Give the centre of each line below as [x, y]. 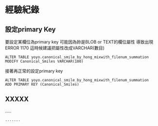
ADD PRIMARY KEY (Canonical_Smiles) [42, 84]
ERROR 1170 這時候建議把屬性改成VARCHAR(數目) [55, 48]
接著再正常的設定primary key [34, 71]
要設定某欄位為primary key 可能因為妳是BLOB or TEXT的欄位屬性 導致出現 [79, 42]
